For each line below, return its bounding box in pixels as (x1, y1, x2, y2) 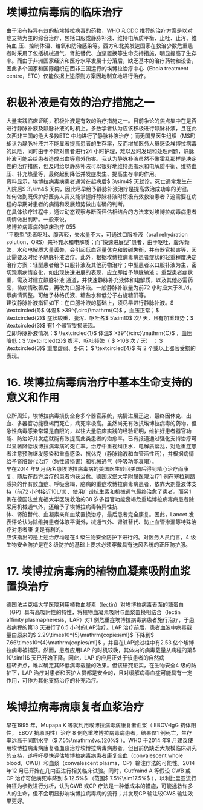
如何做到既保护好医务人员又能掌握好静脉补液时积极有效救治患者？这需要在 (6, 192, 192, 200)
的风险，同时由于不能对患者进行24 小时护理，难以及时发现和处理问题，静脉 (6, 147, 195, 155)
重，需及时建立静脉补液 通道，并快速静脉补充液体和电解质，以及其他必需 (6, 276, 188, 283)
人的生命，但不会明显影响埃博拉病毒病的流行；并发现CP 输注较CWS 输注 (6, 789, 188, 797)
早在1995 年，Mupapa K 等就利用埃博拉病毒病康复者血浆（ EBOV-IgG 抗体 (6, 721, 192, 729)
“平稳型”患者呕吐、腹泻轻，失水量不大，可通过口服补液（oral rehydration (6, 231, 188, 238)
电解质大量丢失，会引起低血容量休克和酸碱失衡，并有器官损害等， (27, 246, 192, 253)
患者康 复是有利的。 (16, 525, 66, 533)
